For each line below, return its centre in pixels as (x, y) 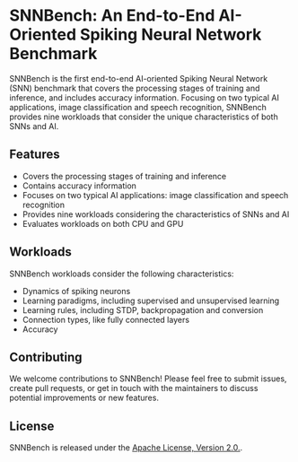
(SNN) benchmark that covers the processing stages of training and (135, 88)
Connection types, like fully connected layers (106, 319)
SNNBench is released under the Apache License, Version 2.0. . (126, 448)
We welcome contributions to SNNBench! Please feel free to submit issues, (148, 379)
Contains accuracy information (79, 186)
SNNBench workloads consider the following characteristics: (122, 274)
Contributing (46, 357)
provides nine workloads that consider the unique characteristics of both (144, 117)
